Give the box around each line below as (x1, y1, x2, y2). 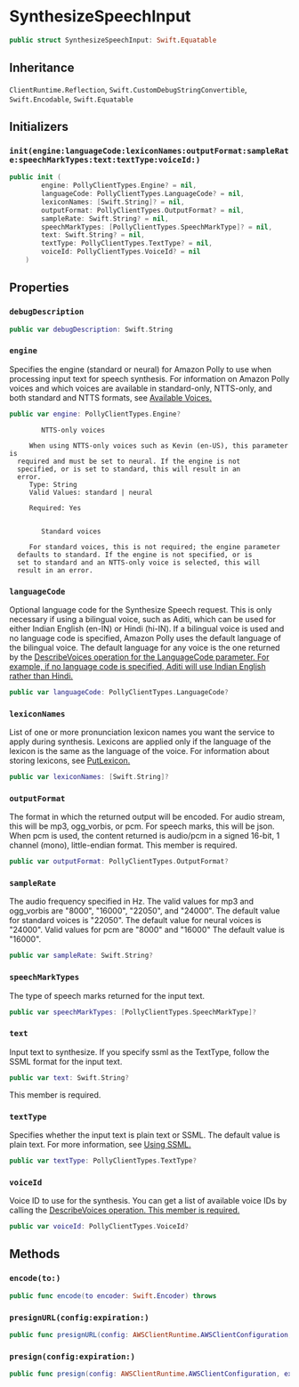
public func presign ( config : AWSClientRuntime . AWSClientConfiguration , (9, 1369, 280, 1379)
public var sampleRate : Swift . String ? (9, 951, 153, 961)
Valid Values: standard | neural (28, 488, 153, 497)
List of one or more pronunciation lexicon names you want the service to (9, 727, 275, 738)
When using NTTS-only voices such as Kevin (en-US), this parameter (28, 441, 289, 450)
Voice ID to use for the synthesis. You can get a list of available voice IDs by (9, 1196, 287, 1206)
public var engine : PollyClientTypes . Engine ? (9, 410, 181, 418)
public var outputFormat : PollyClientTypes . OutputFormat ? (9, 857, 229, 866)
